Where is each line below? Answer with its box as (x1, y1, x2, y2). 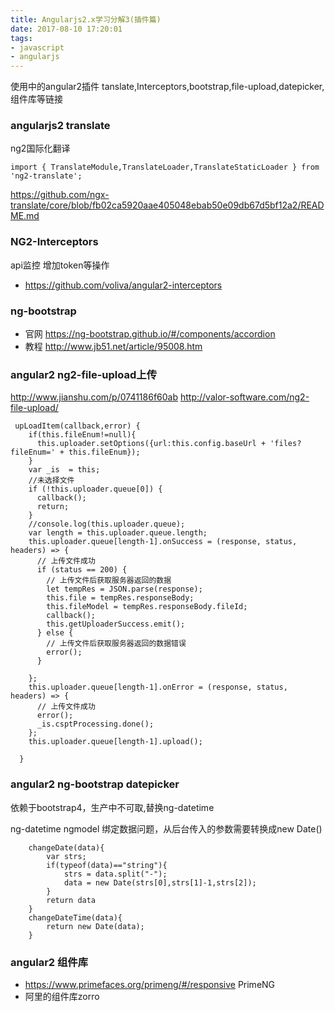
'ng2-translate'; (10, 171, 83, 181)
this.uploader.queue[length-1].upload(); (28, 737, 203, 747)
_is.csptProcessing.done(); (36, 719, 155, 730)
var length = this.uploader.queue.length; (28, 528, 208, 538)
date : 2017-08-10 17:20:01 (10, 24, 123, 34)
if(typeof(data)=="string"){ (46, 860, 168, 870)
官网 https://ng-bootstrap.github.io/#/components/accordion (24, 328, 276, 340)
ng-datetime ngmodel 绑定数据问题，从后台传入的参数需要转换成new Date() (10, 822, 323, 835)
